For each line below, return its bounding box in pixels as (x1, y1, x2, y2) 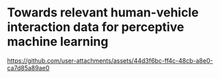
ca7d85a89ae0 (7, 64, 50, 72)
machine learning (7, 34, 109, 49)
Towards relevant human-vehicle (7, 5, 200, 21)
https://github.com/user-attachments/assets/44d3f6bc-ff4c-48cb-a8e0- (7, 56, 213, 64)
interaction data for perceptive (7, 19, 184, 35)
